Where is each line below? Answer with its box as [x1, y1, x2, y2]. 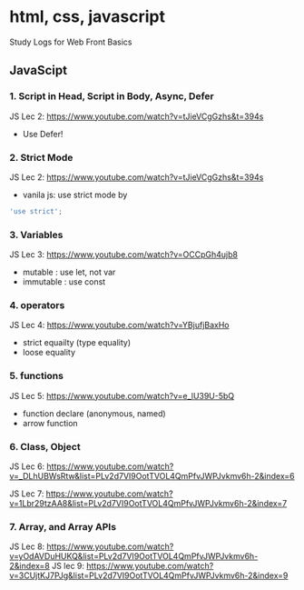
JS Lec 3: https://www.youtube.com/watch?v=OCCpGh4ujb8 [9, 249, 239, 260]
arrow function [22, 417, 79, 428]
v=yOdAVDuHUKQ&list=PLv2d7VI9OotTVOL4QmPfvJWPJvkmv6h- [9, 551, 259, 562]
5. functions [9, 370, 64, 383]
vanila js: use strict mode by [22, 189, 128, 200]
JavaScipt [9, 63, 68, 78]
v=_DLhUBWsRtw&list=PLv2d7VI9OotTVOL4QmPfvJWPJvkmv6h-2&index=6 [9, 470, 295, 481]
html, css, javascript [9, 6, 166, 27]
